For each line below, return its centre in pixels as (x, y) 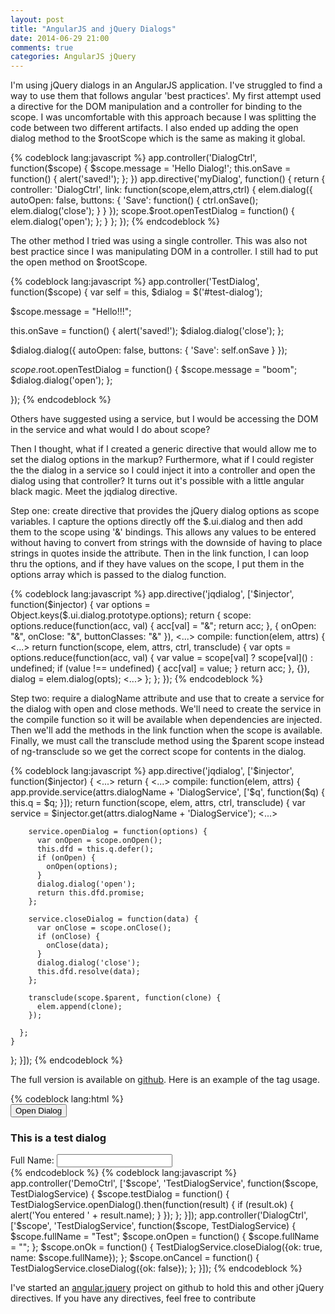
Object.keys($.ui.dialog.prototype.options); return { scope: (131, 615)
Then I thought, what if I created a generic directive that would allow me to (163, 449)
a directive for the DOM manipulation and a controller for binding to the (156, 107)
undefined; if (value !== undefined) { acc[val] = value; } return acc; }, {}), (160, 668)
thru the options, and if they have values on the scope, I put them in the (157, 564)
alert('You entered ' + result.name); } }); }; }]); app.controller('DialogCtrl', (159, 1215)
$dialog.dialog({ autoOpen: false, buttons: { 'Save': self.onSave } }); (149, 350)
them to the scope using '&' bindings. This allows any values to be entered (163, 532)
